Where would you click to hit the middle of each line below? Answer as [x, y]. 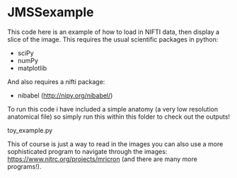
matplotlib [32, 68]
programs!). [24, 166]
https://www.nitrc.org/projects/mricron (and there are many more [103, 159]
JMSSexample [51, 12]
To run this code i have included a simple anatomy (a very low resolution [112, 109]
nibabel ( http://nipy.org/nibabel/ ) [65, 95]
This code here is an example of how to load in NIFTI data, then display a [114, 32]
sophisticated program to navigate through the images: [87, 151]
